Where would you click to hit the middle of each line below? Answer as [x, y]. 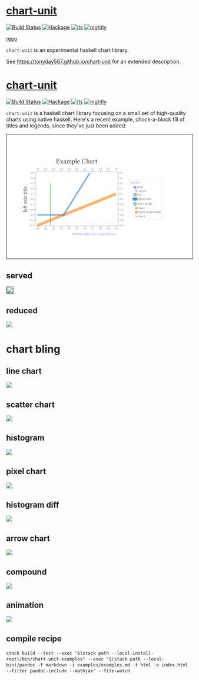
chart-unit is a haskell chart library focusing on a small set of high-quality [96, 113]
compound [26, 572]
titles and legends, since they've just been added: [66, 126]
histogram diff [33, 505]
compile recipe [34, 639]
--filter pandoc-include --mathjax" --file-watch [68, 671]
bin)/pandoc [21, 665]
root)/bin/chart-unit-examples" [46, 659]
